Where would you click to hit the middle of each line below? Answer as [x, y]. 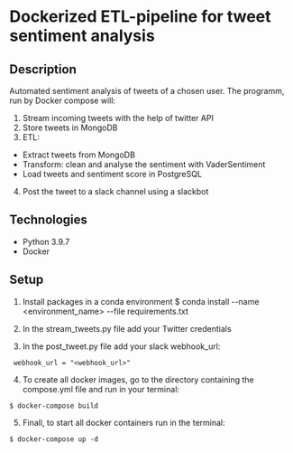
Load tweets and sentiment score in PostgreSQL [112, 174]
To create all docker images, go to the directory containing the [138, 379]
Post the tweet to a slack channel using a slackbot [115, 191]
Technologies [49, 220]
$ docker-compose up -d [54, 439]
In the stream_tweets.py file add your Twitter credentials [127, 328]
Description [43, 69]
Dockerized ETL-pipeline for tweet [140, 17]
